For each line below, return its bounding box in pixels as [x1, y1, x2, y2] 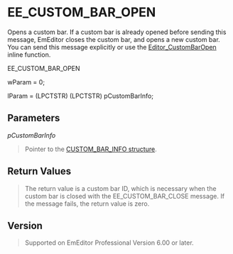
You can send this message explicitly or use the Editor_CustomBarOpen [7, 43, 217, 51]
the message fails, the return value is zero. [24, 199, 150, 208]
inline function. [7, 50, 51, 59]
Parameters [7, 112, 60, 124]
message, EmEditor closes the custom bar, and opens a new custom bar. [7, 35, 220, 43]
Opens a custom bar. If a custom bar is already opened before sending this [7, 28, 227, 36]
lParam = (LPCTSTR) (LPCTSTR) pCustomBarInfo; [7, 92, 154, 100]
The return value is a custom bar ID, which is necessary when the [24, 184, 217, 192]
